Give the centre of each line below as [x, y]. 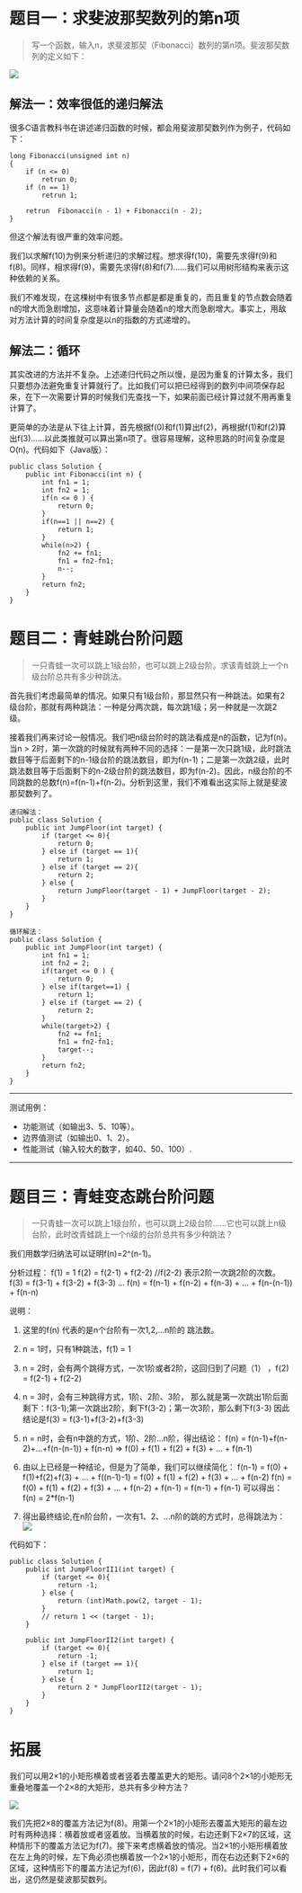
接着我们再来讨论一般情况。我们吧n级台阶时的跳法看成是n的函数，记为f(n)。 [151, 737]
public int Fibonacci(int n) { [84, 474]
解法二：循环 [45, 351]
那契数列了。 [33, 793]
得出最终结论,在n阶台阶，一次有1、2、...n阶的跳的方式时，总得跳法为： [154, 1516]
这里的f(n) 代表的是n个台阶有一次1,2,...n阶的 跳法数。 [120, 1330]
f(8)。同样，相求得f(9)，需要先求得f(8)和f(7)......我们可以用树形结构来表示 [145, 267]
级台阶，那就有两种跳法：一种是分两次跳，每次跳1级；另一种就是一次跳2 [143, 707]
